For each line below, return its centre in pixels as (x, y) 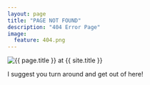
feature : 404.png (40, 40)
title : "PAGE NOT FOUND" (44, 21)
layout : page (27, 14)
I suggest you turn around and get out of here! (76, 74)
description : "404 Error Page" (54, 27)
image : (17, 34)
